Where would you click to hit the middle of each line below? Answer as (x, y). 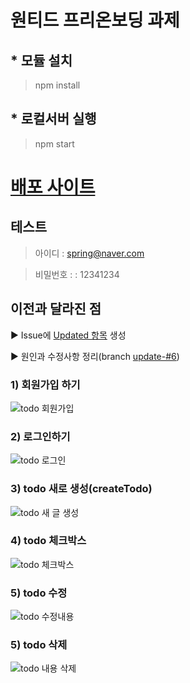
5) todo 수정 (39, 593)
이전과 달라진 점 (56, 309)
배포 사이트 (53, 187)
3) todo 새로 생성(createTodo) (81, 489)
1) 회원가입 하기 (45, 384)
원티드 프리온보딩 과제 (95, 20)
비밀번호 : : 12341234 (77, 274)
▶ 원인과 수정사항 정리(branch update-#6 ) (95, 356)
